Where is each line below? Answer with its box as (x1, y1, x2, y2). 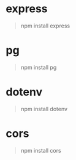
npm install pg (20, 64, 57, 71)
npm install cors (20, 147, 62, 154)
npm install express (20, 22, 70, 29)
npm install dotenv (20, 105, 68, 112)
